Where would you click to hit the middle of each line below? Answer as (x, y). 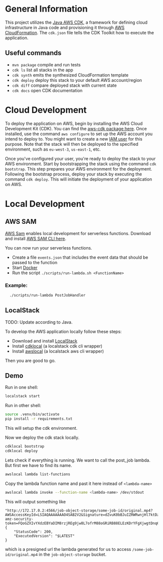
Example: (16, 285)
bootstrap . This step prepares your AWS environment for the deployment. (79, 169)
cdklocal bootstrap (25, 447)
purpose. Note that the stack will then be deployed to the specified (72, 144)
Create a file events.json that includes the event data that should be (80, 257)
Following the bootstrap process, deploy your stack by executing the (73, 174)
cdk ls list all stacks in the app (43, 70)
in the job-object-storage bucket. (73, 554)
